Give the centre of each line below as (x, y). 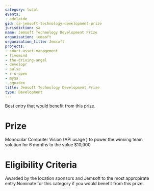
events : (13, 14)
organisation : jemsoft (28, 37)
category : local (22, 10)
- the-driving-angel (26, 60)
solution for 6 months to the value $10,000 (48, 145)
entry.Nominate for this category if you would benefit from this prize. (75, 184)
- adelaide (16, 19)
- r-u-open (16, 74)
